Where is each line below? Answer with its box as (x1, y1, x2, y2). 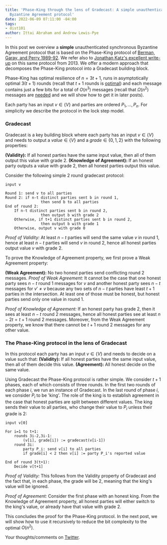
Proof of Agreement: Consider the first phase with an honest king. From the (5, 493, 160, 499)
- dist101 (5, 26, 26, 31)
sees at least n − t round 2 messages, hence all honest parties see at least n (5, 311, 161, 317)
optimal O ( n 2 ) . (5, 524, 34, 531)
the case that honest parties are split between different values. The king (5, 399, 153, 405)
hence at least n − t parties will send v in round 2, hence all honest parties (5, 240, 157, 246)
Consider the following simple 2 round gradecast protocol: (5, 172, 125, 178)
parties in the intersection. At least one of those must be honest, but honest (5, 290, 160, 297)
